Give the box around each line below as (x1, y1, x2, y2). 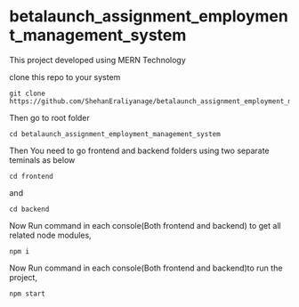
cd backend (9, 205, 50, 214)
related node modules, (9, 230, 92, 240)
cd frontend (9, 172, 53, 181)
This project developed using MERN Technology (9, 54, 187, 65)
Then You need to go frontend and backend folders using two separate (9, 145, 270, 156)
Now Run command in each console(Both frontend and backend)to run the (9, 263, 283, 273)
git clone (9, 89, 46, 98)
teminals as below (9, 154, 76, 166)
